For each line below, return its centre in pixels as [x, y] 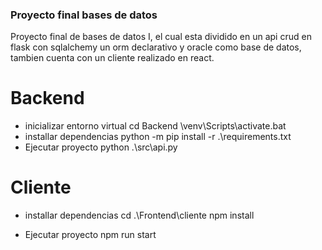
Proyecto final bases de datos [84, 15]
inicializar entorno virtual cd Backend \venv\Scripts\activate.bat [155, 126]
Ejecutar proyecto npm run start [90, 235]
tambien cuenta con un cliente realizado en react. [112, 58]
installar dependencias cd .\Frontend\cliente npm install [139, 215]
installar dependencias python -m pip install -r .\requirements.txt [158, 137]
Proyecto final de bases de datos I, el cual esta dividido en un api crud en [161, 37]
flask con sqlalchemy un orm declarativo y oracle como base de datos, [156, 47]
